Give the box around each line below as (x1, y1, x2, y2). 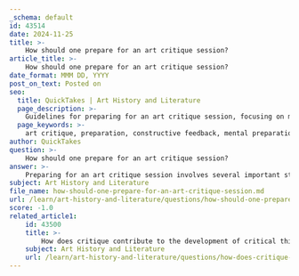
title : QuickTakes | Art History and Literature (17, 95, 201, 105)
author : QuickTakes (9, 137, 82, 146)
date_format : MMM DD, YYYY (9, 71, 109, 80)
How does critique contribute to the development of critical (41, 237, 277, 246)
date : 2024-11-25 (9, 29, 74, 38)
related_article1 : (9, 211, 77, 221)
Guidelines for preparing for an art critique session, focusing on (25, 112, 285, 121)
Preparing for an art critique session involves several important (25, 170, 280, 179)
